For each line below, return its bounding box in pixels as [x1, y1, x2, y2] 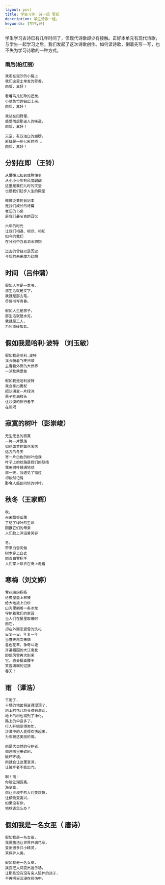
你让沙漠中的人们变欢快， [5, 790, 49, 795]
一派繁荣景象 [5, 369, 27, 374]
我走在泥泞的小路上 [5, 74, 38, 78]
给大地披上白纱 [5, 601, 31, 606]
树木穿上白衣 [5, 551, 27, 556]
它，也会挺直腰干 [5, 658, 35, 663]
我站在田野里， [5, 114, 31, 118]
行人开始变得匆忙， [5, 724, 38, 729]
